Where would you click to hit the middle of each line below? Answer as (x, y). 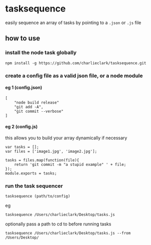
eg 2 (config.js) (21, 127)
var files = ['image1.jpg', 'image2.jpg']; (51, 151)
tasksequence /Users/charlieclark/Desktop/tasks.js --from (68, 233)
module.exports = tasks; (31, 173)
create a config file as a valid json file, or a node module (74, 76)
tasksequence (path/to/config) (38, 196)
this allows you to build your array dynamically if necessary (66, 138)
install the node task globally (41, 53)
